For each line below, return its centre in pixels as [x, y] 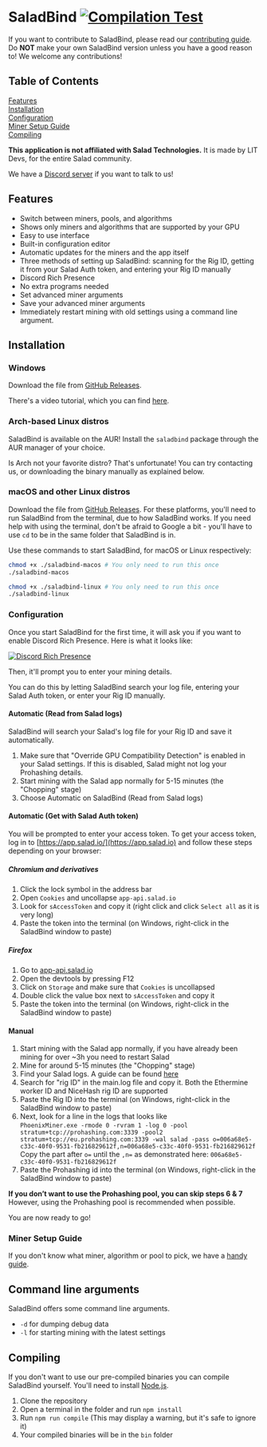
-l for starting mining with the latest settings [92, 1333]
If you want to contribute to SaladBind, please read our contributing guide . [130, 39]
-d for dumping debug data [64, 1324]
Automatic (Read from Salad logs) [65, 714]
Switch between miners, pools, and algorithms [96, 218]
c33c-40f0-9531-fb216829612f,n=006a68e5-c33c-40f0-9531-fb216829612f [138, 1147]
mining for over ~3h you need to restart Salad [94, 1057]
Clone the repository [53, 1401]
